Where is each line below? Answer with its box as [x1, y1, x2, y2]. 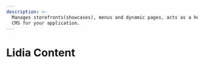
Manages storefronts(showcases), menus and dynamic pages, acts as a [12, 14, 191, 20]
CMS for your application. [12, 20, 80, 26]
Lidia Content [6, 46, 76, 59]
